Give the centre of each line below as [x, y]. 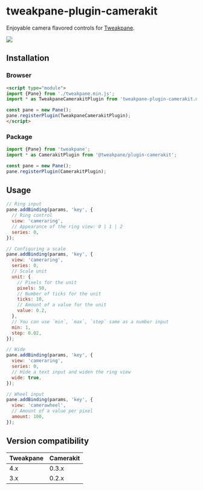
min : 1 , [21, 327]
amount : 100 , [28, 417]
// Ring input [24, 204]
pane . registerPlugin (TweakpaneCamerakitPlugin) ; [69, 116]
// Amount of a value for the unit [62, 305]
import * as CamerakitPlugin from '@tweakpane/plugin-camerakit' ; [92, 155]
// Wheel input [25, 394]
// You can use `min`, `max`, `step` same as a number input [90, 321]
